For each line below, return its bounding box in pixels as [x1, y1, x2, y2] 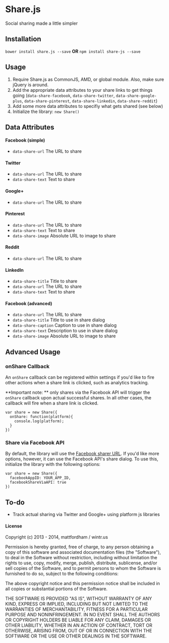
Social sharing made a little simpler [5, 20, 78, 26]
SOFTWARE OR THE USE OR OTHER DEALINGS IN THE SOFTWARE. [5, 633, 147, 639]
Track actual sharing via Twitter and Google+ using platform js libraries [12, 511, 160, 517]
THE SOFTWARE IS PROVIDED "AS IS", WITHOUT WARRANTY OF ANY [5, 596, 152, 602]
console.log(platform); [14, 419, 65, 424]
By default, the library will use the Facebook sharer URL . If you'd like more [5, 450, 159, 457]
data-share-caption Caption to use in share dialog [12, 322, 117, 328]
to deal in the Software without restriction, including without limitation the [5, 555, 157, 561]
